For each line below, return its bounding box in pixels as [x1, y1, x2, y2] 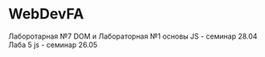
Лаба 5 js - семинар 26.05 [8, 39, 98, 49]
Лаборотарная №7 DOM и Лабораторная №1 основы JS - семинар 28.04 [8, 31, 258, 41]
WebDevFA [8, 5, 84, 23]
